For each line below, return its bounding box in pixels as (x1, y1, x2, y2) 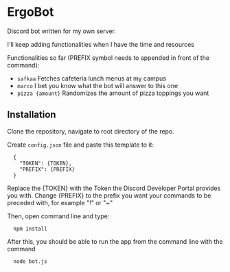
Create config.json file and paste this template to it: (7, 140, 154, 149)
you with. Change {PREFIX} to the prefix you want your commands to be (7, 191, 211, 200)
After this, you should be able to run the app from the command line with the (7, 237, 223, 245)
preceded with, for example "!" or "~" (7, 198, 113, 207)
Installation (7, 109, 56, 121)
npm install (13, 225, 48, 232)
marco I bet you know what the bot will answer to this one (16, 81, 179, 90)
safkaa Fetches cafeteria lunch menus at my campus (16, 74, 167, 83)
